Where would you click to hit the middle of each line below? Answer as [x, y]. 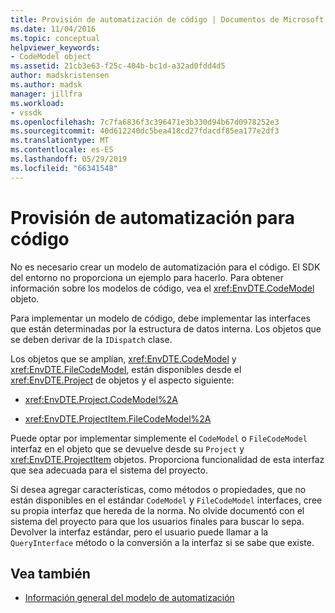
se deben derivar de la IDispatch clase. [91, 339]
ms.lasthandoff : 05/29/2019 [69, 159]
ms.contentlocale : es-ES [62, 150]
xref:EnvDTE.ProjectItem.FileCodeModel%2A [118, 418]
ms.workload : [37, 103]
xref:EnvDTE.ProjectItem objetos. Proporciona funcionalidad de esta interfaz [167, 459]
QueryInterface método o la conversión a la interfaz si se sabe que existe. [162, 542]
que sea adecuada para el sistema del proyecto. [109, 470]
